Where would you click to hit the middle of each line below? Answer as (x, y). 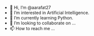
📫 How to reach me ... (32, 28)
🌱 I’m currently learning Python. (41, 18)
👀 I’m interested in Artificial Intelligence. (49, 13)
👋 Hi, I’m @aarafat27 (30, 8)
